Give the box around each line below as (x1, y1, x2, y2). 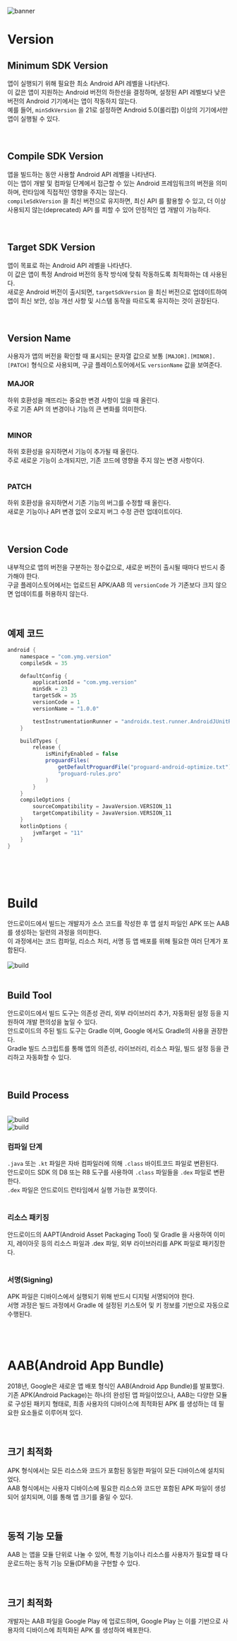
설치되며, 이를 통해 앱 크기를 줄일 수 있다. (20, 1493, 133, 1501)
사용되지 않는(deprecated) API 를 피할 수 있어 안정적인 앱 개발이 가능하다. (7, 205, 211, 214)
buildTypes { (20, 737, 59, 744)
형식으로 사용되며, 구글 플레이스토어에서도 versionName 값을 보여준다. (31, 361, 222, 369)
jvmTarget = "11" (32, 829, 83, 836)
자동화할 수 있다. (25, 1053, 72, 1062)
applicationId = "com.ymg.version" (32, 679, 138, 686)
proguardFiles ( (44, 757, 90, 764)
